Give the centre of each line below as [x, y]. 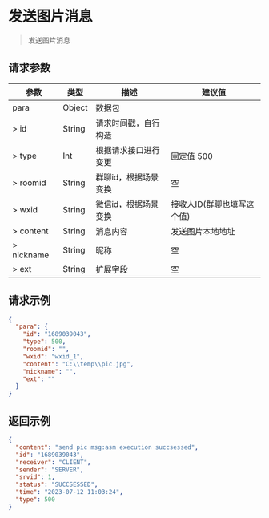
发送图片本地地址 [203, 231]
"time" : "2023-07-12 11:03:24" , [70, 492]
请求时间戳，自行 [128, 123]
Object [75, 107]
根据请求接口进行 [128, 150]
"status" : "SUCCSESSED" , [57, 485]
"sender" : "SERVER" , [50, 470]
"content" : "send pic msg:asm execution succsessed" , [107, 447]
